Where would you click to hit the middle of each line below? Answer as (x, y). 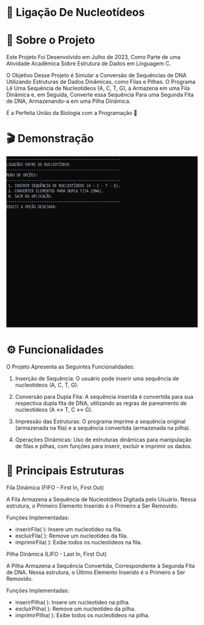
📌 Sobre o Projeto (51, 40)
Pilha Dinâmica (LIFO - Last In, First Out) (57, 554)
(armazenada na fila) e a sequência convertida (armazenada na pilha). (103, 428)
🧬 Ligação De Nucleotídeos (76, 12)
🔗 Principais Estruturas (65, 471)
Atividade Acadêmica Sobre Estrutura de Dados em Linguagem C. (89, 64)
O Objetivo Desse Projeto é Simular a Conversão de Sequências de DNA (97, 75)
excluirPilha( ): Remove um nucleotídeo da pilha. (75, 609)
